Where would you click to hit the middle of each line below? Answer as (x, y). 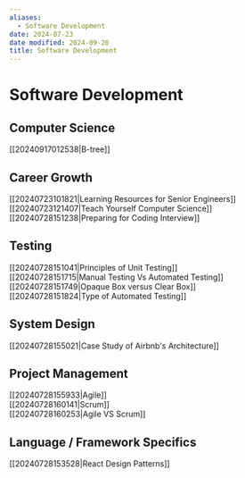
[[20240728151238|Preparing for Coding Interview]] (105, 218)
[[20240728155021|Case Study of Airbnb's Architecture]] (114, 346)
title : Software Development (63, 51)
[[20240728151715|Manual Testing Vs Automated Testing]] (117, 277)
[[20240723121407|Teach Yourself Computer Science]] (111, 208)
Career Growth (51, 177)
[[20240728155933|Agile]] (58, 395)
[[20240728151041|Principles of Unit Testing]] (94, 267)
